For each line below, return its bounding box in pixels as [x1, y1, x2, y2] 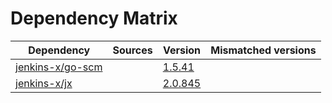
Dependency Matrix [10, 7, 178, 30]
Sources [112, 43, 153, 57]
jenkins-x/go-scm [15, 60, 103, 74]
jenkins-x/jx [15, 76, 73, 90]
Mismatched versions [210, 43, 317, 57]
